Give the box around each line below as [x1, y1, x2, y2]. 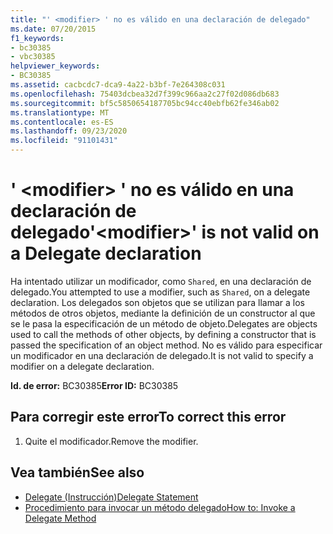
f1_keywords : [10, 33, 65, 43]
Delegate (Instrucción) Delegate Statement [24, 491, 199, 503]
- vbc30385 [10, 52, 56, 62]
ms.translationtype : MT [10, 107, 110, 118]
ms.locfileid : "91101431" [10, 136, 118, 146]
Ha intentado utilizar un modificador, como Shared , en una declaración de [10, 275, 312, 287]
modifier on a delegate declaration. [10, 360, 155, 372]
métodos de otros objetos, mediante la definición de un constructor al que [10, 307, 316, 319]
